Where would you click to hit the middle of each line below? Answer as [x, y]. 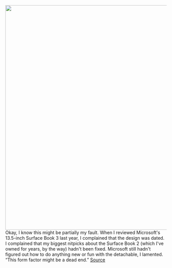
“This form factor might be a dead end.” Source [55, 260]
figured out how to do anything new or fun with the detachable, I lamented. [84, 254]
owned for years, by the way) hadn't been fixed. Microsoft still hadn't [78, 249]
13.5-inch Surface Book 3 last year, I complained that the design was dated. [85, 238]
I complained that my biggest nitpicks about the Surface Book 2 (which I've [84, 243]
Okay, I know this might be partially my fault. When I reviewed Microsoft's [83, 233]
